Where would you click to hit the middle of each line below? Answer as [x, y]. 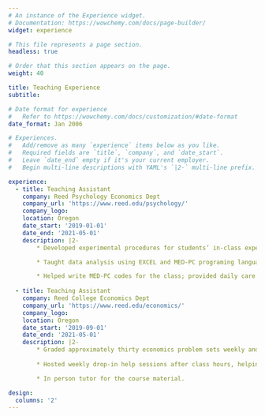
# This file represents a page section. [76, 44]
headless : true [33, 52]
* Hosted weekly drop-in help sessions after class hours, [136, 364]
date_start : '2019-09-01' [65, 328]
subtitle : [24, 95]
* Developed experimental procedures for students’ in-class [139, 248]
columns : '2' [37, 400]
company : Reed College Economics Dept [86, 298]
